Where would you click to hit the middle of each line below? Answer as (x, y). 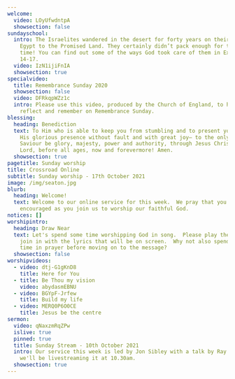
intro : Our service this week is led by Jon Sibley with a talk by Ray (120, 352)
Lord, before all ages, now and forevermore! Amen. (97, 150)
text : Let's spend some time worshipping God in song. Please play (115, 235)
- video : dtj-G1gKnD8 (45, 267)
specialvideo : (28, 79)
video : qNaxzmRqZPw (42, 326)
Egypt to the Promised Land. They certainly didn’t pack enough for (122, 46)
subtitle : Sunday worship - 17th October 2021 (76, 176)
